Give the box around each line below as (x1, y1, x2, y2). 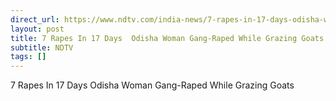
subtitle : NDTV (10, 42, 74, 53)
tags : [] (10, 52, 47, 62)
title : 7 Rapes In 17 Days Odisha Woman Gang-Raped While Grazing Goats (10, 33, 325, 43)
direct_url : (10, 14, 60, 25)
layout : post (10, 24, 65, 34)
